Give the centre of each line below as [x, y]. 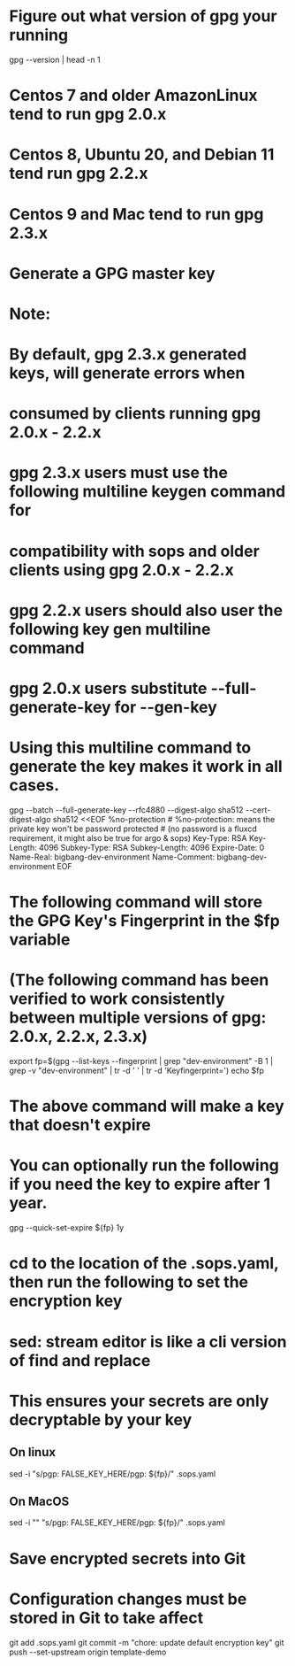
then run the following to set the [129, 1282]
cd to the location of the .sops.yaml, [144, 1264]
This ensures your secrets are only [139, 1401]
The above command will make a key [147, 1106]
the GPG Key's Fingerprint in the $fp [144, 921]
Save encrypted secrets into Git [127, 1558]
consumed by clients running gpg [135, 414]
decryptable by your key [101, 1419]
